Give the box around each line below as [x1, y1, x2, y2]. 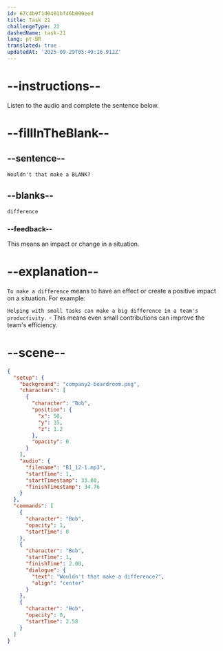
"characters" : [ [19, 387, 67, 394]
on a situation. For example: [7, 294, 86, 302]
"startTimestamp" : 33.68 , [25, 477, 100, 484]
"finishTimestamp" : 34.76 [25, 483, 100, 490]
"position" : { [32, 407, 72, 414]
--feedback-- [7, 224, 53, 233]
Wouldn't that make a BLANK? [7, 171, 91, 178]
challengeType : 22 [7, 23, 60, 30]
